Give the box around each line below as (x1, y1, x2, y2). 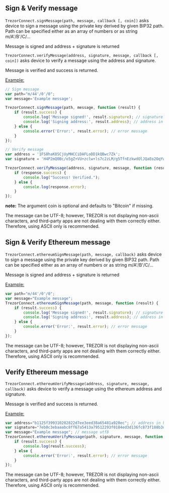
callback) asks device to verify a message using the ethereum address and (5, 386, 162, 392)
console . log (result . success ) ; (23, 444, 87, 449)
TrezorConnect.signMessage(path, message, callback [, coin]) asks (5, 17, 149, 23)
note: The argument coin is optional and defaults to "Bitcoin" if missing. (5, 203, 154, 209)
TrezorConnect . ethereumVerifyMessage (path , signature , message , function (5, 435, 163, 440)
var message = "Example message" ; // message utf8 (5, 429, 109, 435)
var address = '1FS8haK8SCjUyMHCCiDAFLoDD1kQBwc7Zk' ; (5, 152, 121, 157)
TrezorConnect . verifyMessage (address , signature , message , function (5, 166, 152, 171)
